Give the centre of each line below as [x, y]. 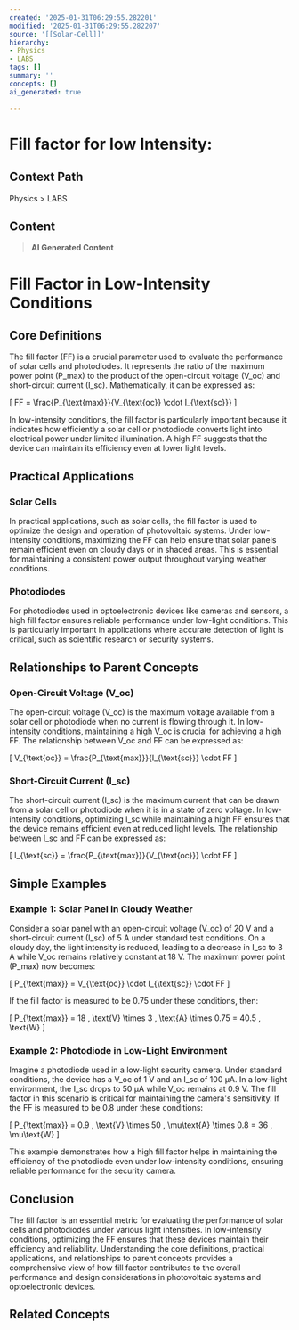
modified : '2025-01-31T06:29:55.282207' [85, 26]
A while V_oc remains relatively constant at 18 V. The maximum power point [147, 956]
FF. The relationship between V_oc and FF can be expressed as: [126, 740]
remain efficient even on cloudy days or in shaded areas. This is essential [144, 550]
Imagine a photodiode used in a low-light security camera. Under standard [146, 1070]
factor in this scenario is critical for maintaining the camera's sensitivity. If [145, 1098]
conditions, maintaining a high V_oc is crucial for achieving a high [162, 731]
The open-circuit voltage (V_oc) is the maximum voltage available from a [142, 712]
